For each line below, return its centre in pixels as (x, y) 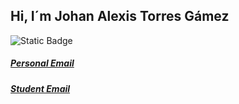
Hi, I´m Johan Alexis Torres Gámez (120, 16)
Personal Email (42, 63)
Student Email (40, 88)
